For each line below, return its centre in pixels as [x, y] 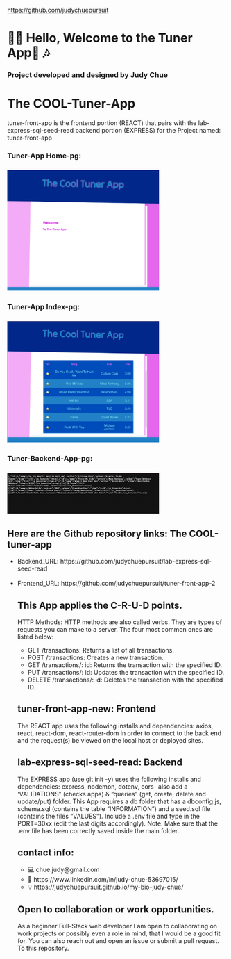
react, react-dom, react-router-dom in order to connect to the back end [119, 733]
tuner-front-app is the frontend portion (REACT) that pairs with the [102, 123]
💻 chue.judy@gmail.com [63, 870]
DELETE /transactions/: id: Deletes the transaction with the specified [125, 680]
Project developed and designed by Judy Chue [88, 75]
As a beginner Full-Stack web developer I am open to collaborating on [117, 926]
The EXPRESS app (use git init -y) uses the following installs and [109, 779]
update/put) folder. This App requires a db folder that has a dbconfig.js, [119, 801]
